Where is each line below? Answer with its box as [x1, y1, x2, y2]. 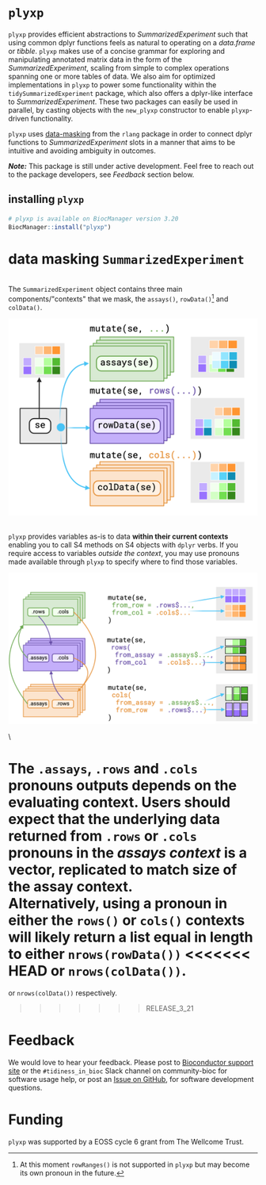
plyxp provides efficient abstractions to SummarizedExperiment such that [8, 29, 248, 39]
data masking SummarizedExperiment [8, 250, 245, 268]
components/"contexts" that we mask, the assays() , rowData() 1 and [8, 293, 229, 304]
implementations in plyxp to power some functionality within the [8, 79, 217, 90]
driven [8, 113, 29, 123]
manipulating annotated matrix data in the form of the [8, 55, 182, 64]
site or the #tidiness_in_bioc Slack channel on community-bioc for [8, 1066, 228, 1076]
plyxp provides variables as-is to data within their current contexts [8, 531, 229, 541]
